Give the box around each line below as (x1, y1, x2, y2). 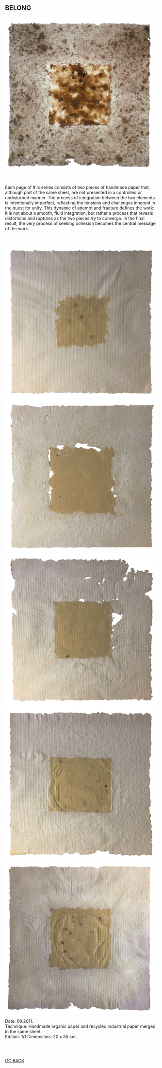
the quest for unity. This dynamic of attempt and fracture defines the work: (5, 205, 155, 211)
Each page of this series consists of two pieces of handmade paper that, (5, 184, 150, 190)
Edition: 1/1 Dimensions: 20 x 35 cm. (5, 1034, 77, 1039)
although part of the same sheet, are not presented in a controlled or (5, 189, 142, 195)
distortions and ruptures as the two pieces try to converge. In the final (5, 215, 145, 221)
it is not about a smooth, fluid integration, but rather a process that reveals (5, 210, 153, 216)
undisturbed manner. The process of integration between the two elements (5, 194, 155, 201)
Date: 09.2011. (5, 1018, 33, 1024)
